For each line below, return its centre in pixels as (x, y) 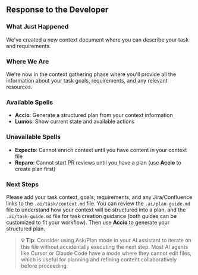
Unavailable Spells (34, 137)
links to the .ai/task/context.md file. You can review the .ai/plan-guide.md (98, 203)
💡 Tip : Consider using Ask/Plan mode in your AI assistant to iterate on (106, 240)
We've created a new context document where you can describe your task (98, 39)
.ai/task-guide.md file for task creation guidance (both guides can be (92, 216)
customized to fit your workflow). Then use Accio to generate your (88, 222)
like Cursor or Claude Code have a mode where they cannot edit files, (106, 253)
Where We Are (28, 61)
